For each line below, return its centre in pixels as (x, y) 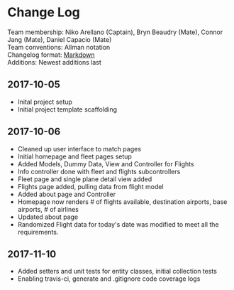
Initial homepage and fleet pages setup (75, 156)
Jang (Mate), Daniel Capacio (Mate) (60, 39)
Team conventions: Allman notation (59, 47)
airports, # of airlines (48, 209)
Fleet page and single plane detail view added (85, 179)
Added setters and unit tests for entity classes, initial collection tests (117, 272)
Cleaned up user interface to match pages (79, 149)
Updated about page (48, 217)
